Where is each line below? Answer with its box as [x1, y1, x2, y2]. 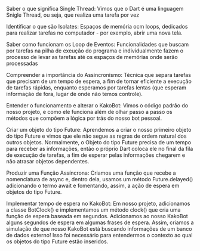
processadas [6, 60, 38, 67]
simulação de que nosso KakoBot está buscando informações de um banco [6, 225, 192, 232]
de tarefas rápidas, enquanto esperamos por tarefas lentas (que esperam [6, 84, 187, 91]
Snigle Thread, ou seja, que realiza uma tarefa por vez [6, 11, 139, 18]
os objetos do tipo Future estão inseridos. [6, 238, 109, 245]
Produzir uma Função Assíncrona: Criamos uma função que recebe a [6, 169, 176, 176]
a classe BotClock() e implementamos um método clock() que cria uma [6, 206, 181, 213]
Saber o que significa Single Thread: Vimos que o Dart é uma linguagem [6, 5, 184, 12]
